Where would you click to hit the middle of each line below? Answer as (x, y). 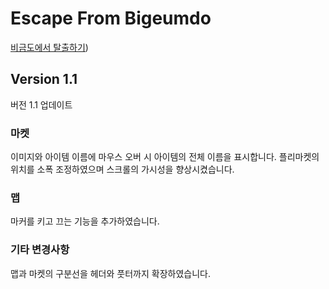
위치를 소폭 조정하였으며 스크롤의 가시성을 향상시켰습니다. (122, 169)
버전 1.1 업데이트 (41, 104)
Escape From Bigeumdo (111, 18)
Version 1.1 (44, 79)
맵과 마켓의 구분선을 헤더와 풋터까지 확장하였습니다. (110, 273)
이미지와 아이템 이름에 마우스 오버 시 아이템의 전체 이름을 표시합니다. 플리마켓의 (165, 157)
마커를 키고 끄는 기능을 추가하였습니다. (85, 221)
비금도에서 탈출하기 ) (49, 47)
